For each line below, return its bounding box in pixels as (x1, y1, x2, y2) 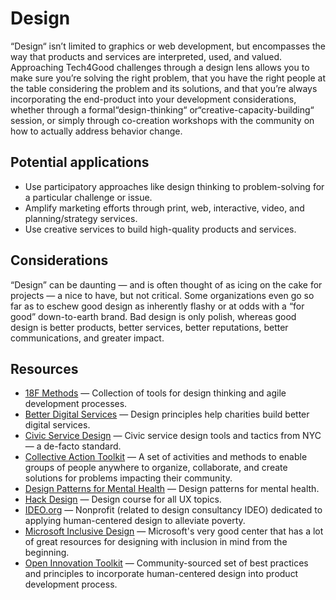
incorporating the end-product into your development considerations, (10, 93, 297, 105)
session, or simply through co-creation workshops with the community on (10, 114, 315, 126)
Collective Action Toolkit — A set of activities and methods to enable (24, 451, 308, 463)
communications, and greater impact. (10, 332, 165, 344)
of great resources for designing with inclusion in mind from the (24, 536, 288, 548)
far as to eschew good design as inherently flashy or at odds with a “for (10, 300, 305, 312)
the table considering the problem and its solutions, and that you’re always (10, 82, 318, 94)
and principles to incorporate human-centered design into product (24, 568, 299, 580)
